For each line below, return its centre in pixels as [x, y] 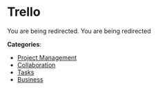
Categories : [24, 44]
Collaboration [36, 65]
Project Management [47, 57]
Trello [24, 12]
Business [30, 79]
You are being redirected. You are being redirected [79, 31]
